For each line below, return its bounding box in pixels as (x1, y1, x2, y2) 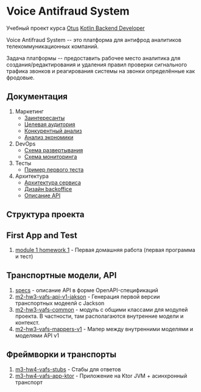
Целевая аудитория (24, 121, 76, 128)
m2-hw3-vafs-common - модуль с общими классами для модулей (15, 306, 188, 313)
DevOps (15, 140, 36, 147)
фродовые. (6, 74, 35, 81)
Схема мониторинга (24, 153, 77, 160)
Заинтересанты (24, 114, 65, 121)
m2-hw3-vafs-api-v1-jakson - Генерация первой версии (15, 293, 160, 300)
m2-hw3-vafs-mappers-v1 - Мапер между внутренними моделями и (15, 325, 194, 332)
